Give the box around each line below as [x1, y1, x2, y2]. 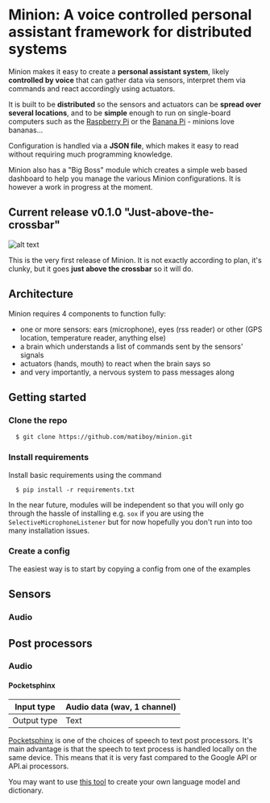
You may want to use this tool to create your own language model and [8, 776, 240, 786]
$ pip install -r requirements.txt [15, 486, 135, 494]
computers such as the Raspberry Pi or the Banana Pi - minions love [8, 116, 235, 126]
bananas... [8, 125, 44, 135]
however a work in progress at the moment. [8, 182, 153, 191]
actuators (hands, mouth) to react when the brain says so [19, 358, 211, 368]
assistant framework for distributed [8, 23, 252, 41]
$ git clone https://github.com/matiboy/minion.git [15, 433, 193, 441]
